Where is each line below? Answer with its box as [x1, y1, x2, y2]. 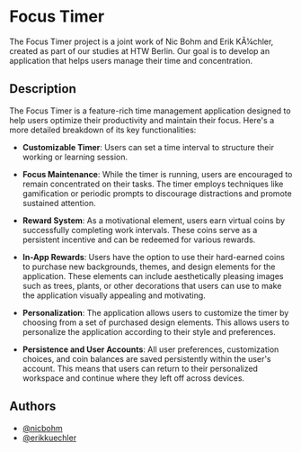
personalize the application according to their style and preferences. [22, 326, 276, 337]
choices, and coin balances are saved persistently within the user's [22, 353, 271, 364]
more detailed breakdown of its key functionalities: [9, 124, 197, 135]
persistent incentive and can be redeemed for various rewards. [22, 234, 256, 245]
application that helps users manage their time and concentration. [9, 55, 253, 66]
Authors [9, 399, 57, 414]
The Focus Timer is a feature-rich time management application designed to [9, 105, 291, 116]
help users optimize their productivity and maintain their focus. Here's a [9, 114, 275, 125]
